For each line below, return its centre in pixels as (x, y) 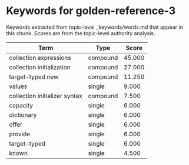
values (18, 86)
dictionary (23, 115)
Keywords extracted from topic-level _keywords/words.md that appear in (95, 27)
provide (20, 134)
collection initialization (40, 67)
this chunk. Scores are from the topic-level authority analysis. (81, 33)
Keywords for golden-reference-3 (91, 11)
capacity (21, 105)
